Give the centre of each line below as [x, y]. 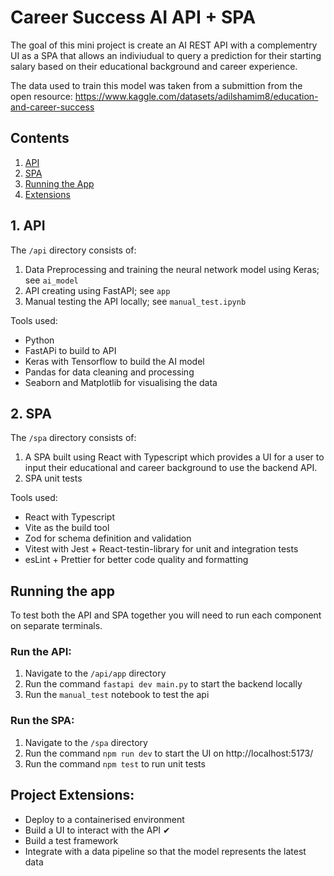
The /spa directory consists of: [73, 438]
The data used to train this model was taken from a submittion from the [156, 85]
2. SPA [31, 413]
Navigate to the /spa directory [86, 742]
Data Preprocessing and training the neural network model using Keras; [172, 269]
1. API [28, 226]
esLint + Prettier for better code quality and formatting [136, 560]
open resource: [41, 96]
